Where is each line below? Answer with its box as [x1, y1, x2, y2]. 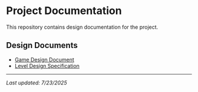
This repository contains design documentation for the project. [6, 23, 159, 30]
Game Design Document [14, 56, 75, 63]
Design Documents [6, 40, 78, 50]
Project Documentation [6, 4, 122, 18]
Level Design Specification [14, 62, 80, 69]
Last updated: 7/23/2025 [6, 79, 67, 86]
